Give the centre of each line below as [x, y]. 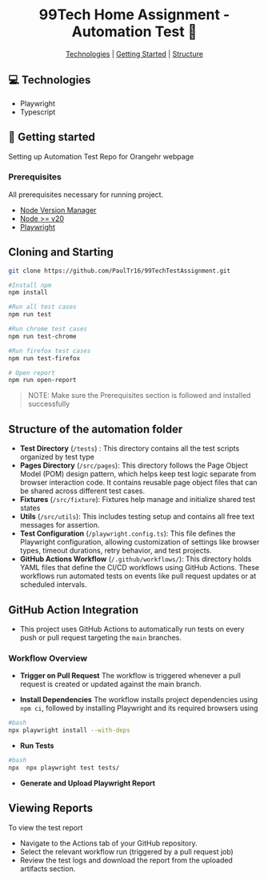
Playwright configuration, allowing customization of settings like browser [140, 542]
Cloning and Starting [61, 253]
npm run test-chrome [43, 336]
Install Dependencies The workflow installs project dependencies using [139, 700]
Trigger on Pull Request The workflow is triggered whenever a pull [130, 676]
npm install [28, 293]
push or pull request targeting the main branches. [100, 637]
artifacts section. [48, 868]
